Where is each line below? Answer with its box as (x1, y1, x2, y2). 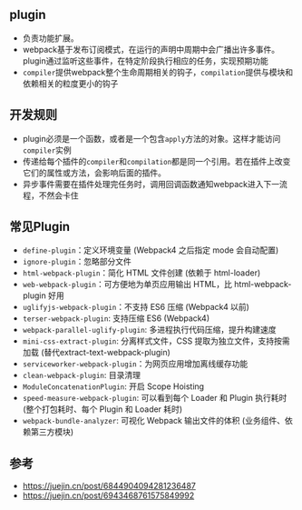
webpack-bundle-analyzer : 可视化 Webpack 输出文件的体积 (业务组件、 (22, 415, 286, 426)
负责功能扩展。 (22, 32, 79, 44)
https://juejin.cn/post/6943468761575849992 (22, 490, 195, 501)
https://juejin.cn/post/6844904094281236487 (22, 481, 197, 492)
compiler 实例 (22, 145, 73, 155)
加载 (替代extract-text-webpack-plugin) (22, 347, 170, 358)
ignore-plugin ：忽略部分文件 (22, 256, 132, 267)
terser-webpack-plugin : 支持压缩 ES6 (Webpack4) (22, 313, 210, 324)
